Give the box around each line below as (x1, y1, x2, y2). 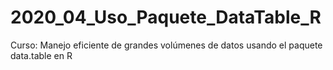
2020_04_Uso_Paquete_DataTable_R (10, 6, 322, 29)
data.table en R (10, 49, 73, 61)
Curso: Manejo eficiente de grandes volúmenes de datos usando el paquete (10, 39, 323, 51)
